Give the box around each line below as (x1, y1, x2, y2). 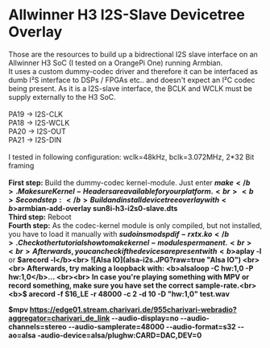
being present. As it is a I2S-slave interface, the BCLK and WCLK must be (8, 83, 252, 93)
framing (8, 160, 35, 170)
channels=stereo (8, 321, 67, 331)
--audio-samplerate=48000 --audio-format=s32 (68, 321, 236, 331)
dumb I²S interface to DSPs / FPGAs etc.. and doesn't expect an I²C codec (8, 75, 255, 85)
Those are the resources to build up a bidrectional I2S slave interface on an (8, 49, 258, 59)
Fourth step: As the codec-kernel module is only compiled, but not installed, (8, 220, 263, 230)
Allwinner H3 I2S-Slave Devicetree (8, 6, 246, 24)
